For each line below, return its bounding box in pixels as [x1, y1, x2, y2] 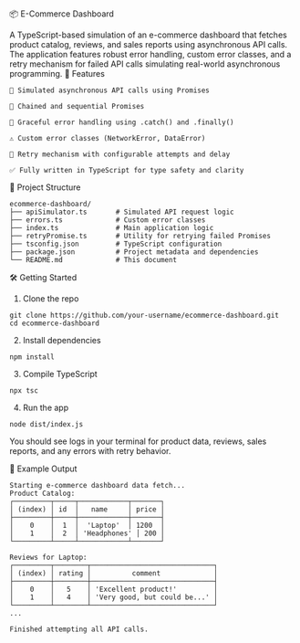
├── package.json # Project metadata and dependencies [9, 248, 259, 257]
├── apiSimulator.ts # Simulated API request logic [9, 207, 234, 216]
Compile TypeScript [22, 369, 98, 379]
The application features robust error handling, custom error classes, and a [9, 49, 292, 59]
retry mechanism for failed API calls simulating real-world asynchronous [9, 58, 281, 69]
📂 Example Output [9, 463, 78, 474]
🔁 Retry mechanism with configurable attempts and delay [9, 150, 231, 159]
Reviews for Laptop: [9, 553, 88, 562]
